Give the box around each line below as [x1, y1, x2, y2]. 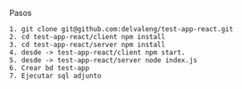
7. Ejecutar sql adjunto [9, 71, 102, 80]
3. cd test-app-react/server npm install [9, 40, 166, 49]
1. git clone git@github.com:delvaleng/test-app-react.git [9, 25, 234, 34]
